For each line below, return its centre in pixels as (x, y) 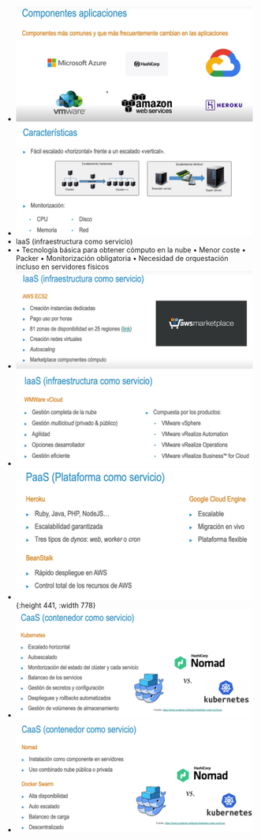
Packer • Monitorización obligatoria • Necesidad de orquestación (122, 258)
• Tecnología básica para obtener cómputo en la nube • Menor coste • (130, 250)
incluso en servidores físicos (62, 267)
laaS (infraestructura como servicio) (74, 241)
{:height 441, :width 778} (56, 605)
